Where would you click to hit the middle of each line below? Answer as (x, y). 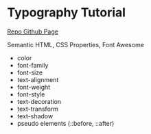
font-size (30, 72)
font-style (31, 94)
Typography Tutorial (66, 13)
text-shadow (35, 116)
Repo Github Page (33, 31)
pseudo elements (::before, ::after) (66, 123)
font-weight (34, 87)
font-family (33, 65)
